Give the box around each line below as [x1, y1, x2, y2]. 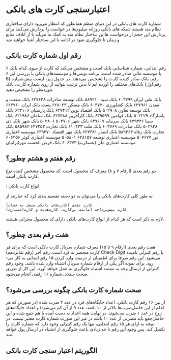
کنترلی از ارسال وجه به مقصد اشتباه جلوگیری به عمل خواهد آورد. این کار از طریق [6, 266, 159, 272]
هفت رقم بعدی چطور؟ [6, 230, 69, 239]
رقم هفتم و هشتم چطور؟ [6, 154, 76, 163]
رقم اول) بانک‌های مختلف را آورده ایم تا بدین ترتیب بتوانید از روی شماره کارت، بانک [6, 81, 162, 87]
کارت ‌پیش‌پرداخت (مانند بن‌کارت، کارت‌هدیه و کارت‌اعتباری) [6, 207, 127, 212]
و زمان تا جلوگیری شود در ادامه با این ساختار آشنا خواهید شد [6, 37, 120, 43]
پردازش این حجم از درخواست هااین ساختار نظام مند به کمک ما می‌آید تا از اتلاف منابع [6, 31, 166, 37]
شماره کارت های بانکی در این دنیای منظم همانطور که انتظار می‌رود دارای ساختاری [6, 20, 161, 26]
